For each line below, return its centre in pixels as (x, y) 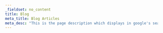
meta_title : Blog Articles (32, 18)
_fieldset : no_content (28, 9)
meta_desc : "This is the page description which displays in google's (78, 23)
